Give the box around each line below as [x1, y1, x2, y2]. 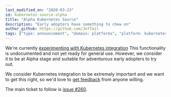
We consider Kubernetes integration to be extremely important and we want [5, 71, 164, 77]
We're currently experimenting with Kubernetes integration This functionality [5, 45, 166, 51]
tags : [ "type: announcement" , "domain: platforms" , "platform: [5, 31, 142, 36]
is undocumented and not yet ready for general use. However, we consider [5, 50, 162, 56]
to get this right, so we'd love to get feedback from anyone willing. [5, 77, 144, 82]
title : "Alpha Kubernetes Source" [5, 17, 79, 22]
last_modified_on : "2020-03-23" [5, 7, 74, 13]
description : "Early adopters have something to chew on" [5, 21, 131, 27]
